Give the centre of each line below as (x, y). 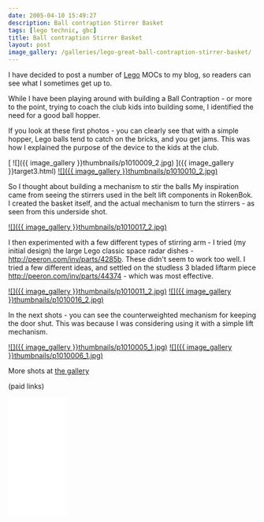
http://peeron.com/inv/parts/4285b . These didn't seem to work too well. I (127, 259)
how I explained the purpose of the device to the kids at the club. (113, 148)
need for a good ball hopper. (54, 115)
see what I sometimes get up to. (60, 83)
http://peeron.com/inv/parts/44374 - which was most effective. (111, 276)
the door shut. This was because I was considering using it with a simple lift (131, 323)
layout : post (30, 45)
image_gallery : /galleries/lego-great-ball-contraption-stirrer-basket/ (130, 52)
